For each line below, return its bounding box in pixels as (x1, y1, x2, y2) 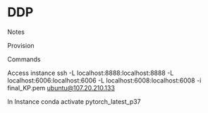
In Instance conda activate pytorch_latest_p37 (7, 97, 141, 106)
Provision (7, 41, 35, 49)
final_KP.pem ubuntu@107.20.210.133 (7, 83, 115, 92)
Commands (7, 54, 41, 64)
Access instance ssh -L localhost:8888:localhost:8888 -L (7, 69, 174, 77)
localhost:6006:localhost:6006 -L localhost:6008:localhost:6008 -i (7, 76, 202, 85)
